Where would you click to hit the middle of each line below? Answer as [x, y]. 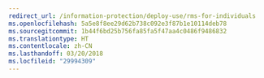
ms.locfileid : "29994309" [52, 62]
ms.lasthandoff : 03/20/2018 [56, 54]
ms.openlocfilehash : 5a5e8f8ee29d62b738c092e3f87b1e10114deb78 [118, 24]
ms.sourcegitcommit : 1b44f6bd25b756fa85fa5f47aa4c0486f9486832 [118, 31]
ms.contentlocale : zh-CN [50, 46]
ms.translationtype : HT [49, 39]
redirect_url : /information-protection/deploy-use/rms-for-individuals [132, 16]
